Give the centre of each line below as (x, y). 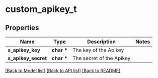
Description (102, 42)
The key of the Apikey (98, 50)
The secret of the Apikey (101, 58)
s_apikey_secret (27, 58)
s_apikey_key (24, 50)
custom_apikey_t (41, 9)
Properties (22, 28)
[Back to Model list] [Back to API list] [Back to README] (63, 70)
